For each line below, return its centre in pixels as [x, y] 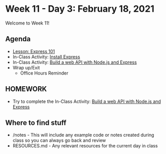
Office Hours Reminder [44, 73]
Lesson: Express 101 [34, 51]
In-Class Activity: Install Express [46, 57]
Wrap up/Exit [26, 67]
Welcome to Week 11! [27, 23]
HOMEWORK [26, 89]
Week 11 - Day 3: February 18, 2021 [80, 9]
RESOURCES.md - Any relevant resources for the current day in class [85, 146]
